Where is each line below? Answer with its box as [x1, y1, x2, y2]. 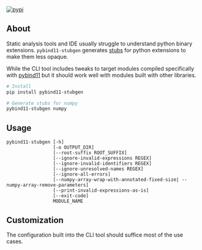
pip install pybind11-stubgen [6, 89, 84, 95]
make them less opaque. [6, 53, 69, 60]
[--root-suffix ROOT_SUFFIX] [53, 150, 127, 156]
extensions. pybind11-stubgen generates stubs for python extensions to [6, 46, 186, 53]
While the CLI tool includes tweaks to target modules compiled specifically [6, 64, 195, 72]
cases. [6, 237, 23, 245]
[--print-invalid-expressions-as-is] [53, 187, 149, 193]
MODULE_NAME [53, 198, 84, 205]
